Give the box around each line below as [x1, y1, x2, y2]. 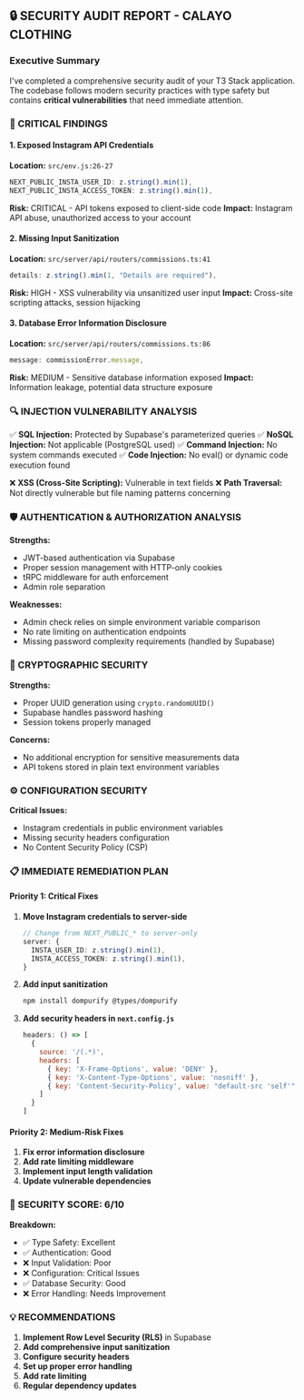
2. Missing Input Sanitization [9, 233, 120, 244]
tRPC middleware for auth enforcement [22, 572, 170, 583]
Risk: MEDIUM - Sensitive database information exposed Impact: [9, 372, 254, 383]
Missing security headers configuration [22, 831, 170, 842]
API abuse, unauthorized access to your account [9, 212, 191, 223]
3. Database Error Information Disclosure [9, 317, 168, 328]
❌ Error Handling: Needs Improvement [22, 1287, 166, 1299]
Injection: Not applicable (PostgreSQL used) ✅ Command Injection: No [9, 439, 279, 450]
